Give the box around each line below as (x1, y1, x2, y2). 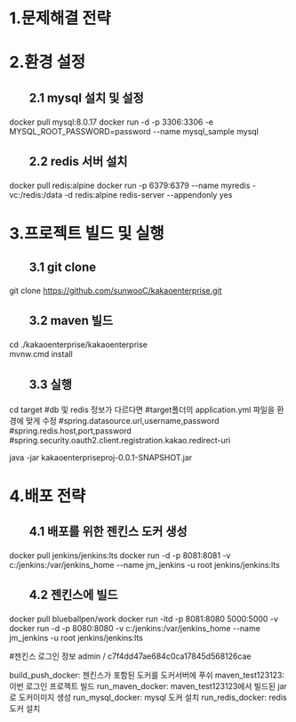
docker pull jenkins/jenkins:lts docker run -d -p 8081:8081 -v (9, 550, 231, 561)
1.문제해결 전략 (9, 8, 111, 28)
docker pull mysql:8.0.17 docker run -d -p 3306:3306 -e (9, 117, 214, 127)
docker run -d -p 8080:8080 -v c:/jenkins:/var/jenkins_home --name (9, 623, 260, 634)
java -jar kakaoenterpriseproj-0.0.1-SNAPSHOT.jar (9, 451, 193, 463)
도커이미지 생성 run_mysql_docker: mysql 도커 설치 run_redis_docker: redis (18, 692, 287, 703)
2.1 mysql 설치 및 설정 (28, 90, 144, 105)
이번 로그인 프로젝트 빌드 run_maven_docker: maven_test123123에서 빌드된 (9, 681, 276, 692)
